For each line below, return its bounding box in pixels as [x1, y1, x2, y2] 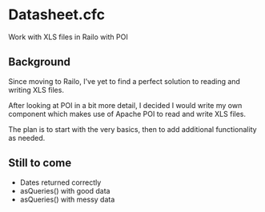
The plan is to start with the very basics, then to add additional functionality [8, 124, 258, 134]
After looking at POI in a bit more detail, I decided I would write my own [8, 100, 243, 110]
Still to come [8, 156, 72, 170]
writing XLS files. [8, 85, 64, 94]
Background [8, 55, 70, 69]
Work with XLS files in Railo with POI [8, 32, 128, 42]
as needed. [8, 133, 46, 142]
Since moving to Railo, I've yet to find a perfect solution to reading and [8, 76, 240, 86]
